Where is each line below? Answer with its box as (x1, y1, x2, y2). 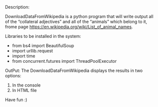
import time (12, 53, 35, 59)
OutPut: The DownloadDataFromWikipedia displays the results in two (5, 68, 143, 73)
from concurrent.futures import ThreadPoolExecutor (12, 58, 117, 64)
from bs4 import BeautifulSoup (12, 43, 74, 48)
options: (5, 73, 22, 78)
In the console (12, 82, 41, 88)
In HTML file (12, 88, 37, 93)
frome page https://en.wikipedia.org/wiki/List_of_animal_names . (5, 24, 133, 30)
